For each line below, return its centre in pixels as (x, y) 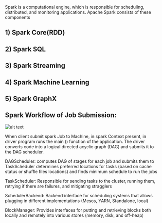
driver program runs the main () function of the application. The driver (75, 141)
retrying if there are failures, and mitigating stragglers (59, 186)
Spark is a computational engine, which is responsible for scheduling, (75, 7)
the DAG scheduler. (24, 152)
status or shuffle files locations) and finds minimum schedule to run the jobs (81, 172)
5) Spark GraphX (31, 98)
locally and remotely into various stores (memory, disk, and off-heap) (74, 215)
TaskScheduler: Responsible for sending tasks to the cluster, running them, (80, 181)
